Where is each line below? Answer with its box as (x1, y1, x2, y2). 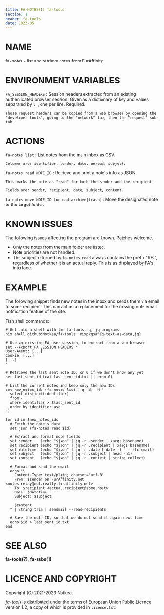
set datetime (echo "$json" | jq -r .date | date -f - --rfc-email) (10, 447, 154, 452)
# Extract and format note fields (10, 434, 80, 439)
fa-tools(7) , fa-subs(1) (5, 556, 52, 562)
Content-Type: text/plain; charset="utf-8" (14, 472, 104, 477)
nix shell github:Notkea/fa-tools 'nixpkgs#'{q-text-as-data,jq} (5, 331, 141, 337)
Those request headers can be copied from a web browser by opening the (5, 111, 157, 116)
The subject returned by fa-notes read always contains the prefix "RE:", (12, 255, 158, 260)
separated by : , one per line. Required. (5, 102, 86, 107)
